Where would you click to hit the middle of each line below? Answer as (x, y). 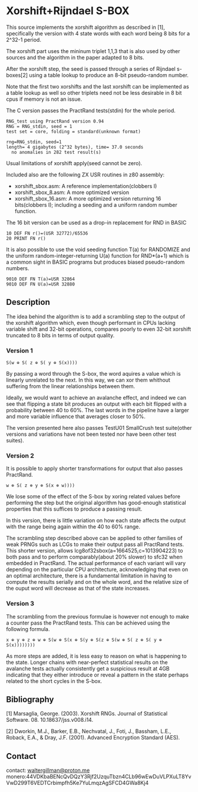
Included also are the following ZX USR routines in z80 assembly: (85, 175)
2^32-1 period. (24, 40)
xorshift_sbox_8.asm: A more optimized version (72, 192)
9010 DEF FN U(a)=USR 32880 (41, 284)
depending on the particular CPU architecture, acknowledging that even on (97, 570)
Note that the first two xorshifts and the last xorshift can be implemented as (98, 86)
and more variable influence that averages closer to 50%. (76, 416)
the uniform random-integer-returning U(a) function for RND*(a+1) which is (98, 255)
